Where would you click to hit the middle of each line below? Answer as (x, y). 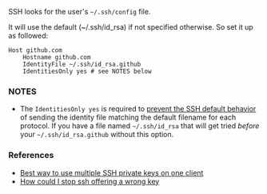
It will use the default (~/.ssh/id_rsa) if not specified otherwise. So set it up (131, 27)
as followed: (28, 36)
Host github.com (35, 51)
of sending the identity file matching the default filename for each (128, 117)
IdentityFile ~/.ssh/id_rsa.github (82, 64)
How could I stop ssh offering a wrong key (90, 181)
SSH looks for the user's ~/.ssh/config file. (80, 12)
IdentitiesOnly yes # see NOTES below (87, 71)
